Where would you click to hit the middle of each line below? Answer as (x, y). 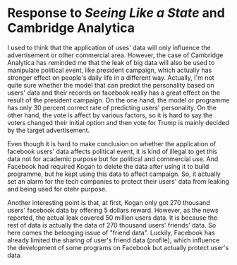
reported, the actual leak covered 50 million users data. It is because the (112, 218)
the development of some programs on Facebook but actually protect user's (118, 247)
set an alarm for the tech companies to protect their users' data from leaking (118, 181)
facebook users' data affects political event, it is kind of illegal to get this (112, 151)
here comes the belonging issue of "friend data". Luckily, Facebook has (111, 232)
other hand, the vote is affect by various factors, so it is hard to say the (110, 115)
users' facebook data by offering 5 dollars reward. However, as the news (113, 210)
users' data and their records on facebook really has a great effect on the (114, 93)
